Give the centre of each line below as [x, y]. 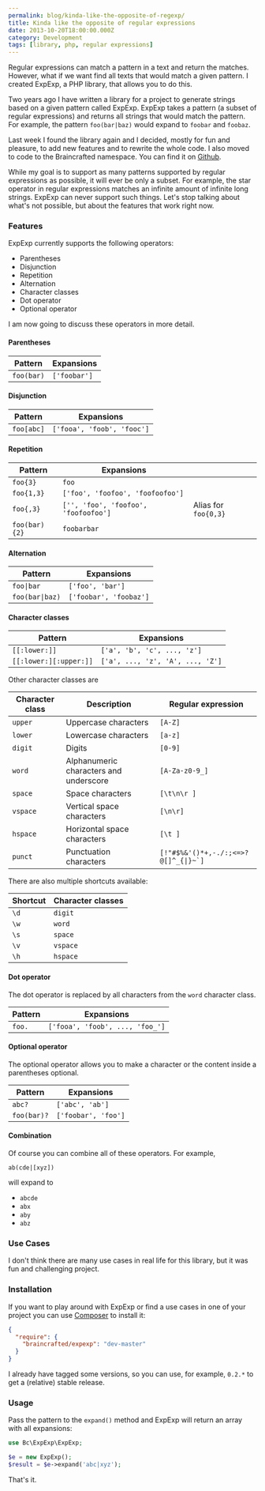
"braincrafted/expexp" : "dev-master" [84, 1344]
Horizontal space [97, 829]
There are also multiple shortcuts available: [78, 881]
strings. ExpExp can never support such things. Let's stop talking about [124, 198]
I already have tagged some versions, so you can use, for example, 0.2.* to [131, 1374]
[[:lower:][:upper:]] [52, 661]
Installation [30, 1290]
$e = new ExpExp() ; [40, 1457]
